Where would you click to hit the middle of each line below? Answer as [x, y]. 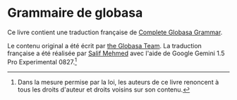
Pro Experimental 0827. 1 [42, 61]
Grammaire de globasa [75, 13]
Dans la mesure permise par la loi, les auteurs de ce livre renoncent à [118, 82]
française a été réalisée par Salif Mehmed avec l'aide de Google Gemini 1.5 [116, 53]
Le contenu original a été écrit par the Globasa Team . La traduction [105, 45]
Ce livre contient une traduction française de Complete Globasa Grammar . [115, 32]
